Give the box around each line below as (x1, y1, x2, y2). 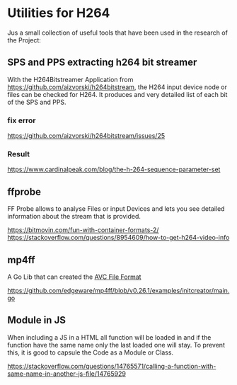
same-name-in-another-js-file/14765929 (7, 369, 126, 378)
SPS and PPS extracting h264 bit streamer (7, 57, 197, 69)
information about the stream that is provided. (7, 212, 141, 221)
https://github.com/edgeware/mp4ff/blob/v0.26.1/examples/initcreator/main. (7, 286, 230, 294)
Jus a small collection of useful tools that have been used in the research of (7, 28, 229, 37)
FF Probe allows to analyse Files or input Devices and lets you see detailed (7, 205, 225, 213)
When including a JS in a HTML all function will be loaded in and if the (7, 333, 212, 341)
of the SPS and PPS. (7, 98, 67, 106)
